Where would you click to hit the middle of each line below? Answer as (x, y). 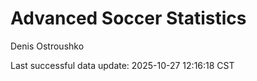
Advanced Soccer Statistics (128, 18)
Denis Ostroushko (47, 46)
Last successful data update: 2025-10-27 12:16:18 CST (122, 65)
